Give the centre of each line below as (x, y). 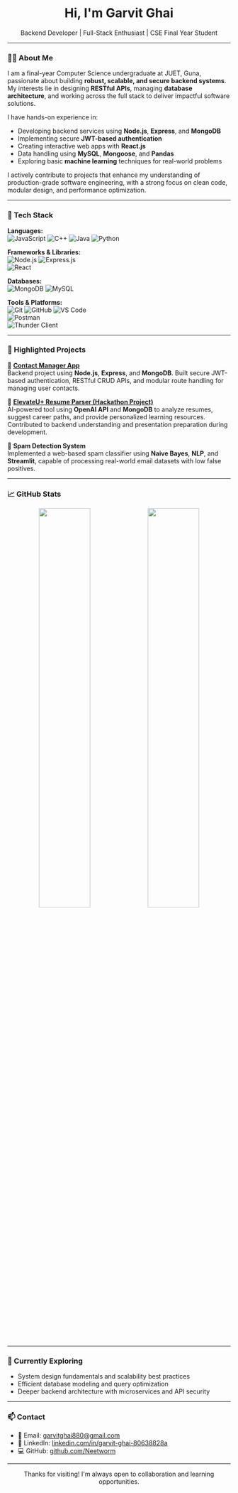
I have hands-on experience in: (52, 117)
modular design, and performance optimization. (77, 190)
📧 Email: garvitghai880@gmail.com (69, 1435)
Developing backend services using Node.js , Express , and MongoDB (119, 131)
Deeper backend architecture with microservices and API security (114, 1391)
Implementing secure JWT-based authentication (90, 139)
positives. (21, 468)
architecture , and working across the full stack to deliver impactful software (119, 96)
